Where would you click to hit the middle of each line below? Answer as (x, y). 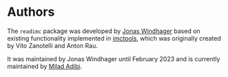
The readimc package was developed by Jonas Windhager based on (104, 31)
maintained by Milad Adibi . (45, 66)
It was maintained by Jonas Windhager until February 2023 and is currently (114, 58)
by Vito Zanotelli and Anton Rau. (53, 45)
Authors (31, 12)
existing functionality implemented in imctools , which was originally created (114, 38)
